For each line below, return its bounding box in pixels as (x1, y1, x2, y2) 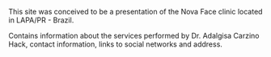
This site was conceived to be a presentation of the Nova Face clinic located (8, 7, 263, 16)
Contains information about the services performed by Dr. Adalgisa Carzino (8, 31, 260, 40)
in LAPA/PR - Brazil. (8, 15, 74, 25)
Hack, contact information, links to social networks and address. (8, 39, 222, 49)
